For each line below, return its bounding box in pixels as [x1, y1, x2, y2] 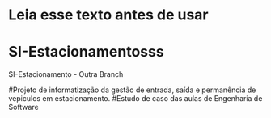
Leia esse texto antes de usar [8, 6, 209, 24]
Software [8, 103, 39, 112]
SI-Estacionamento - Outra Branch [8, 70, 124, 79]
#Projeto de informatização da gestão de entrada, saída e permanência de [8, 85, 256, 95]
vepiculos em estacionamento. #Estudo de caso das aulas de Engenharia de [8, 94, 263, 103]
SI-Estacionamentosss [8, 43, 164, 61]
